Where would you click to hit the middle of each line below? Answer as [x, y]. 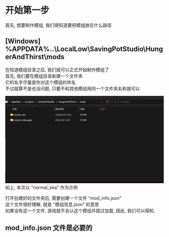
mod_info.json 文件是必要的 [49, 228]
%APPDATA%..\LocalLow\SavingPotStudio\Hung [84, 49]
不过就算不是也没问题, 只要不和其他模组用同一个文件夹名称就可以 [72, 88]
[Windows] [23, 41]
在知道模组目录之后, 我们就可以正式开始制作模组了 [57, 70]
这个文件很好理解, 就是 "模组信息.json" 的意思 [52, 204]
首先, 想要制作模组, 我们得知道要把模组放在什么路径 [58, 25]
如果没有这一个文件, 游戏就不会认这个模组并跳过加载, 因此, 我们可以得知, [80, 210]
